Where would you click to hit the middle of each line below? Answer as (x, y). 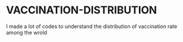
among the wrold (27, 32)
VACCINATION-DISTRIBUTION (81, 10)
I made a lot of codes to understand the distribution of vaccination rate (92, 26)
